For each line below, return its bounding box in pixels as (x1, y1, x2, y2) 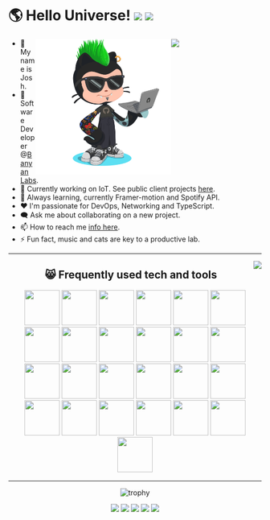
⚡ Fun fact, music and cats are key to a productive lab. (19, 234, 201, 244)
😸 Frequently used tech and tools (44, 268, 218, 282)
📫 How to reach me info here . (19, 222, 121, 232)
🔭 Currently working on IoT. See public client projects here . (19, 184, 215, 193)
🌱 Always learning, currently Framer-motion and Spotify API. (19, 192, 220, 202)
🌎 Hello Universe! (8, 6, 131, 25)
